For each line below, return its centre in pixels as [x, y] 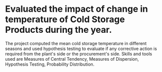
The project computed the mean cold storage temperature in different [76, 43]
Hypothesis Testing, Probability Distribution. [50, 64]
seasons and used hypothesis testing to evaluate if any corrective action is [81, 48]
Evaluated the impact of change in [77, 9]
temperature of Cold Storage [65, 19]
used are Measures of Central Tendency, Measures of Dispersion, [72, 59]
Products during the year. [59, 30]
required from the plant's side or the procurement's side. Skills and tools [79, 54]
